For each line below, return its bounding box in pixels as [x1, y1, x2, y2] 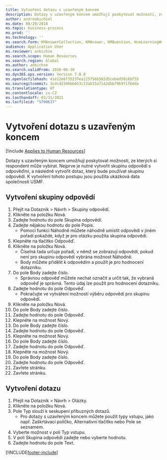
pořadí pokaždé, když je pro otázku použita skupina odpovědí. [20, 232, 148, 238]
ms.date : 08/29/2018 [5, 21, 49, 26]
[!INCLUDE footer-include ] [5, 449, 58, 455]
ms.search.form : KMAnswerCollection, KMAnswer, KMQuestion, [5, 40, 133, 45]
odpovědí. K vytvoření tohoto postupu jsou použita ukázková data [5, 173, 140, 179]
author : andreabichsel [5, 16, 53, 21]
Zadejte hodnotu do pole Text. [12, 440, 75, 446]
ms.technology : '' [5, 35, 44, 40]
